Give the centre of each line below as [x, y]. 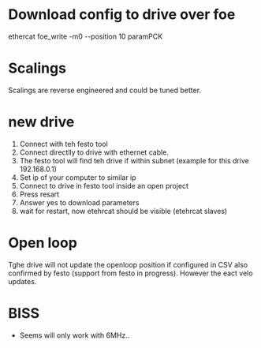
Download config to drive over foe [122, 15]
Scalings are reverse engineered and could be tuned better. [105, 90]
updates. [22, 281]
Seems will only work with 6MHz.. [75, 335]
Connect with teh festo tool [63, 144]
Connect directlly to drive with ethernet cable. [94, 152]
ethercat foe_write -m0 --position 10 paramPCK [86, 36]
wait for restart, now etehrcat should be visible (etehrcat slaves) [123, 211]
